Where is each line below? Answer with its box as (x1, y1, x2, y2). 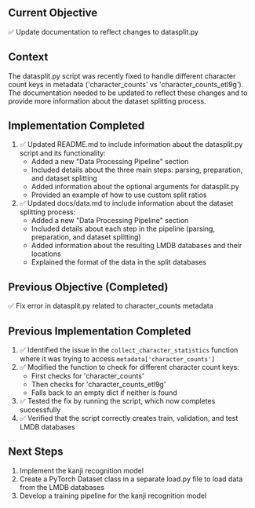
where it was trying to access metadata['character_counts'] (19, 354, 216, 364)
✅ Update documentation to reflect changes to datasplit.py (8, 27, 199, 36)
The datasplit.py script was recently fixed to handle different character (8, 71, 236, 81)
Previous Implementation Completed (8, 324, 191, 338)
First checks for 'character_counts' (31, 371, 144, 381)
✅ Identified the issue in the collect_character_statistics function (19, 345, 239, 355)
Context (8, 50, 49, 64)
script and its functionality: (19, 148, 106, 158)
